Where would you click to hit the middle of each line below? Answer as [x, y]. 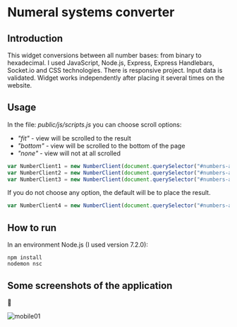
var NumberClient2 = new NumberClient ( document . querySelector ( [102, 173]
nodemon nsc [25, 264]
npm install [25, 258]
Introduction [35, 38]
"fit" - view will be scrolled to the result [74, 138]
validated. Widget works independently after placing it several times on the [116, 78]
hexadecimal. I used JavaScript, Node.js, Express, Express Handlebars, [111, 63]
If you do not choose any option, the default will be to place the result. [109, 193]
